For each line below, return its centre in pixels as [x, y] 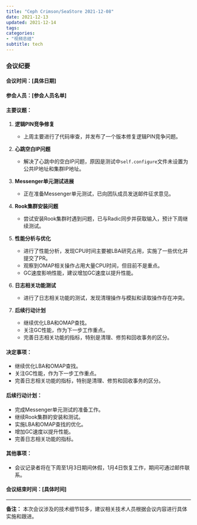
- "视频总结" [20, 39]
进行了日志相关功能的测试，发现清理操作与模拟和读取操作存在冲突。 [106, 298]
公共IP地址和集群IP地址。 [54, 169]
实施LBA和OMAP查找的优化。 [50, 424]
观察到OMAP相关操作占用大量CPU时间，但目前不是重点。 [93, 266]
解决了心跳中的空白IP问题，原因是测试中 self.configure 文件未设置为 [106, 161]
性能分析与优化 [33, 239]
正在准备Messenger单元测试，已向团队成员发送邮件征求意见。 [98, 194]
